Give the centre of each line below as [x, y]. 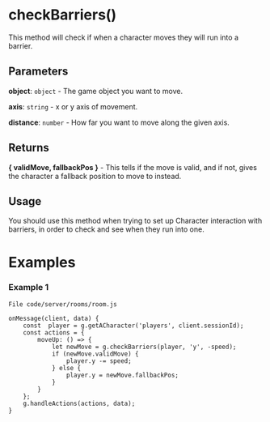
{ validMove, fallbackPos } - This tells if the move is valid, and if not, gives [133, 167]
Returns [29, 148]
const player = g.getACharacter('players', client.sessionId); [133, 326]
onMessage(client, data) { [54, 318]
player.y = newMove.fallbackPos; [122, 375]
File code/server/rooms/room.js [63, 304]
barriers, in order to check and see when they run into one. [106, 229]
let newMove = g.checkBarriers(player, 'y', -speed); [144, 347]
